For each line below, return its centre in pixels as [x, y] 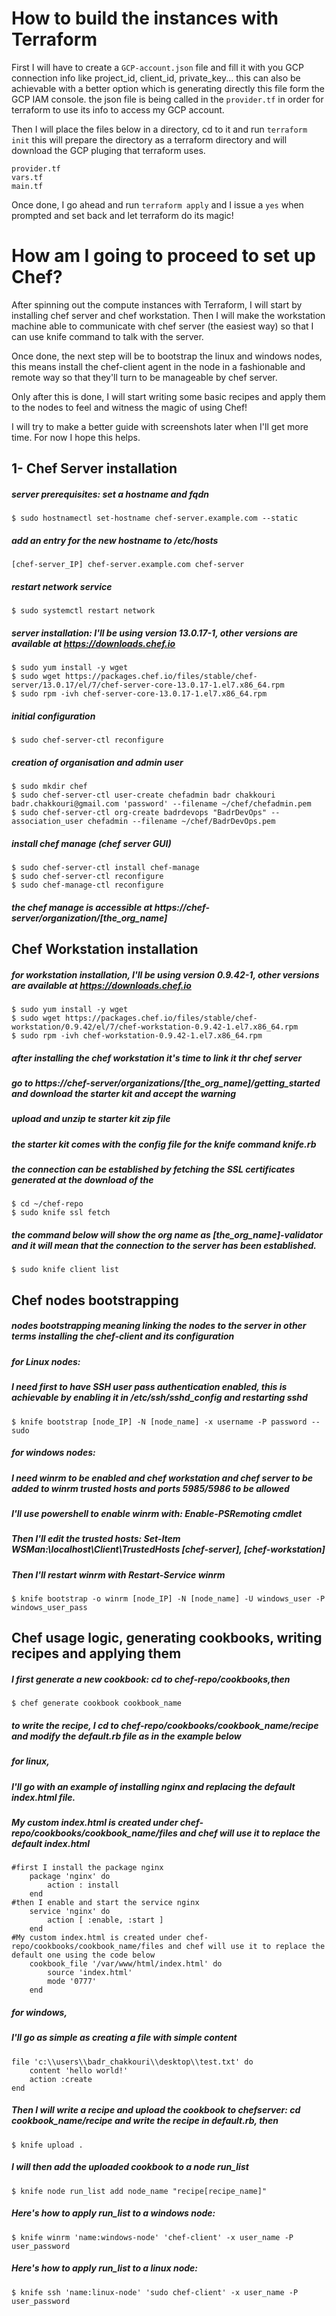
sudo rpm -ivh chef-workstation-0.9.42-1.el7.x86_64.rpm [141, 1036]
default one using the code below [83, 1955]
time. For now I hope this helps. [76, 437]
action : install [83, 1885]
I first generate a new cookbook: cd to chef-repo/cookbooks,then [151, 1679]
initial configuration [53, 716]
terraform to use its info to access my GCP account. [118, 109]
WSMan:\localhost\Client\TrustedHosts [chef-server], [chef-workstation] [168, 1549]
